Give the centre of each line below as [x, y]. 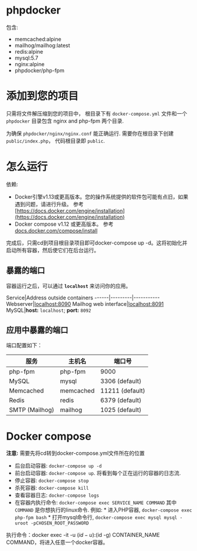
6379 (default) [121, 400]
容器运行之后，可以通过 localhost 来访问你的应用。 [69, 286]
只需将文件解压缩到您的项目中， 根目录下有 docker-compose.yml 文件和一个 [97, 113]
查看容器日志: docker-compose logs [57, 495]
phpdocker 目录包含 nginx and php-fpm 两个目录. [65, 121]
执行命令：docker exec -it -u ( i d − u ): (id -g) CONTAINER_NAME [83, 535]
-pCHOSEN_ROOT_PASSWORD [60, 523]
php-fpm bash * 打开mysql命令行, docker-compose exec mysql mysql [96, 517]
